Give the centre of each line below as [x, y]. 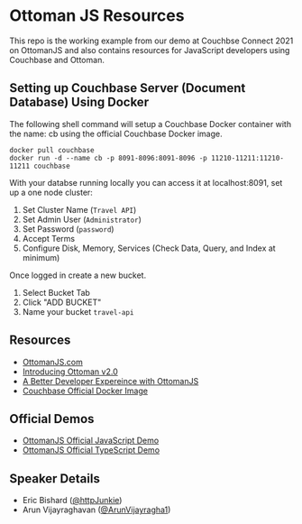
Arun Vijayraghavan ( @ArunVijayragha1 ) [96, 510]
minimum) [41, 257]
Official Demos [52, 419]
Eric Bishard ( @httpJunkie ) [72, 501]
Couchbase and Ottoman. [57, 60]
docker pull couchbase [52, 150]
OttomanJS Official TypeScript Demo [91, 450]
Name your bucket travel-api [78, 311]
